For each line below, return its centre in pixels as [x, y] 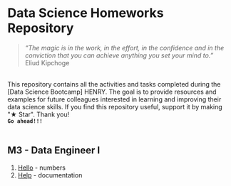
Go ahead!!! [25, 121]
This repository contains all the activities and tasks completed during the [114, 84]
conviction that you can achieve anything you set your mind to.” [119, 55]
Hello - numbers [42, 168]
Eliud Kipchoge [47, 62]
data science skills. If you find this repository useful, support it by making [115, 106]
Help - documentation [50, 175]
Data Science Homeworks [86, 13]
